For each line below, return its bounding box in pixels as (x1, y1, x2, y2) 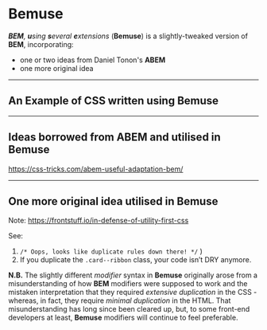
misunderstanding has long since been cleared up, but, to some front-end (8, 304, 250, 314)
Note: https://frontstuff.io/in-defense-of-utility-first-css (8, 216, 189, 226)
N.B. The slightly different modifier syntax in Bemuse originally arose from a (8, 270, 258, 280)
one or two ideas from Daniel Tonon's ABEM (19, 55, 165, 65)
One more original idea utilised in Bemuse (8, 194, 219, 208)
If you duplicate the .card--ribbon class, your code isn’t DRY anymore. (19, 255, 252, 265)
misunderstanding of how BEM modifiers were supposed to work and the (8, 279, 248, 289)
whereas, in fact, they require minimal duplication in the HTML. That (8, 296, 231, 305)
